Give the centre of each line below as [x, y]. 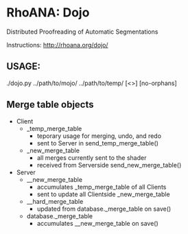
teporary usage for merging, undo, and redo [99, 136]
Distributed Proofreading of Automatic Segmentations [82, 32]
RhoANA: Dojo [48, 13]
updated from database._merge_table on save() [104, 209]
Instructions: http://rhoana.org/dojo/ [57, 45]
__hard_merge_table [55, 201]
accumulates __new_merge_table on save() [97, 223]
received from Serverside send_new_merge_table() [109, 165]
